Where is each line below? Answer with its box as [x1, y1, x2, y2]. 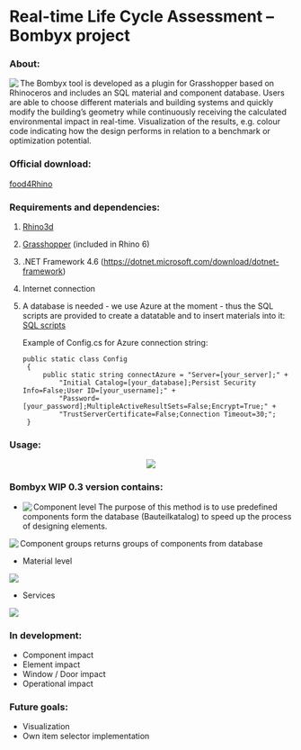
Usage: [9, 438, 42, 451]
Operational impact [22, 678, 93, 689]
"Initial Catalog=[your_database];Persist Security [58, 378, 257, 388]
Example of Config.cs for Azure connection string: [22, 338, 208, 348]
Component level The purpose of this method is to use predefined [32, 502, 279, 512]
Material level [22, 556, 73, 566]
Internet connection [22, 284, 96, 294]
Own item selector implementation [22, 731, 150, 742]
